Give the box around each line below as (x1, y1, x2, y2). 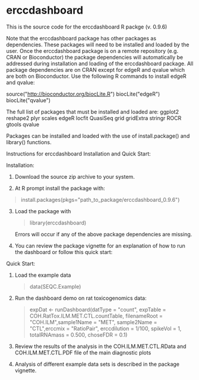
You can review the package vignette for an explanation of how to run (14, 242, 186, 249)
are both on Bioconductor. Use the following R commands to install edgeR (6, 72, 187, 80)
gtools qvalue (6, 121, 40, 128)
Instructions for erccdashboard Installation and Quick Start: (6, 150, 151, 157)
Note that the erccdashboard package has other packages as (6, 34, 156, 42)
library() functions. (6, 138, 52, 145)
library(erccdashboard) (29, 219, 87, 226)
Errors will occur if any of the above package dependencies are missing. (14, 230, 192, 237)
